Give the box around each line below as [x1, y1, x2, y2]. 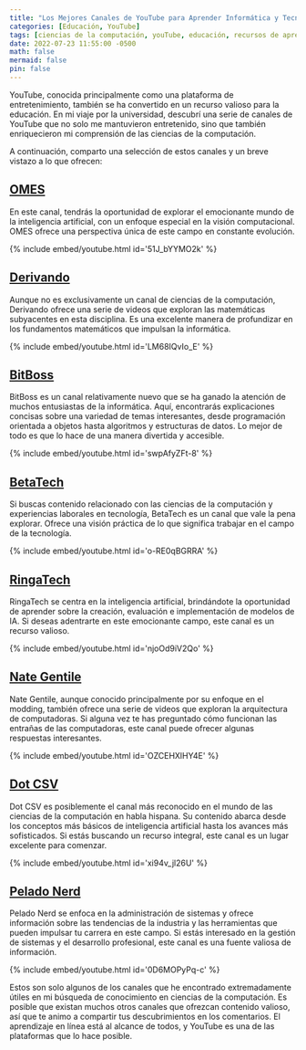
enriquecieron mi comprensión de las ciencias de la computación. [9, 128, 257, 139]
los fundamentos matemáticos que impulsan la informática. [9, 323, 231, 334]
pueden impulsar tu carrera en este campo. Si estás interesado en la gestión [9, 928, 296, 939]
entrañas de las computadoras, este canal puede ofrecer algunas [9, 722, 255, 733]
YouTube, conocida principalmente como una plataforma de [9, 89, 234, 100]
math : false [9, 47, 55, 57]
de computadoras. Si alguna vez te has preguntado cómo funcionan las [9, 713, 278, 724]
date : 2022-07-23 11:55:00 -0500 [9, 38, 137, 48]
